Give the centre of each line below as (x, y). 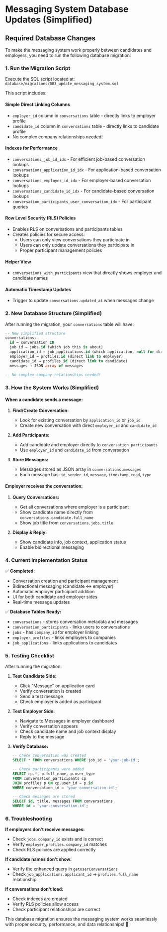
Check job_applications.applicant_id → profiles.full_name (75, 874)
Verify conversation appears (49, 726)
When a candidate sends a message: (44, 400)
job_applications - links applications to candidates (65, 642)
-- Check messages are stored (44, 797)
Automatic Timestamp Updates (38, 289)
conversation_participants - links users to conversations (71, 627)
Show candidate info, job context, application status (73, 542)
